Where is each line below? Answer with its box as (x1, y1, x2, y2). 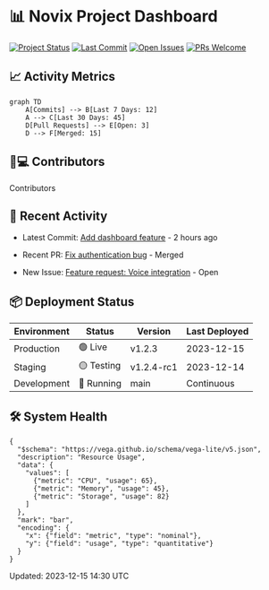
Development (13, 377, 70, 390)
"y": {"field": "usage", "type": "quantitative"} (25, 539, 214, 548)
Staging (13, 360, 46, 373)
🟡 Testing (78, 360, 122, 372)
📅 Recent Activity (9, 208, 108, 223)
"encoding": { (17, 524, 70, 533)
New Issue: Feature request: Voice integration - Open (21, 267, 219, 278)
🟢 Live (78, 341, 108, 353)
